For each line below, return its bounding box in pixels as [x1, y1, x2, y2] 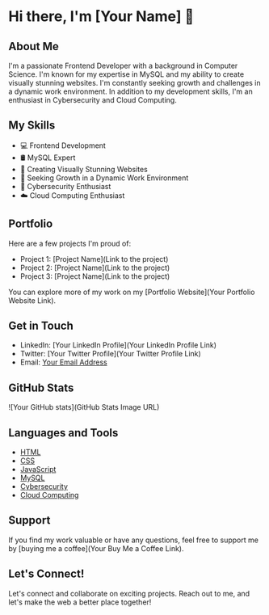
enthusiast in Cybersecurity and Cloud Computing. [8, 95, 178, 104]
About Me [8, 40, 59, 53]
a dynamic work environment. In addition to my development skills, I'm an [8, 86, 253, 96]
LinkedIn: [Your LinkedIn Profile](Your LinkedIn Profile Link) [19, 340, 216, 350]
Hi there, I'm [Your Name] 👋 [8, 7, 195, 26]
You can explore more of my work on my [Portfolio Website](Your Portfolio [8, 287, 255, 297]
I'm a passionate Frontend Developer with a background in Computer [8, 61, 238, 70]
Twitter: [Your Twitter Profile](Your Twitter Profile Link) [19, 349, 202, 359]
